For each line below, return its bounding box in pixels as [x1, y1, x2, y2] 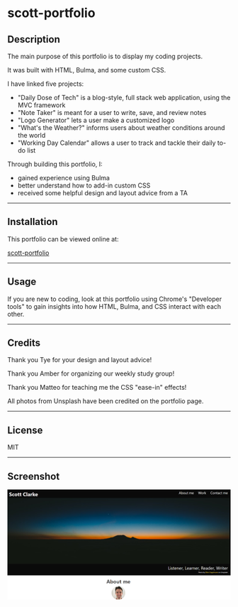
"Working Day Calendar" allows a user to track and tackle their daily [17, 138, 216, 147]
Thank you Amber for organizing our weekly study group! [7, 369, 175, 378]
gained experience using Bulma [17, 174, 110, 182]
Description [7, 33, 60, 45]
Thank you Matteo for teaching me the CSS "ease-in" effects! [7, 383, 187, 392]
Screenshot [7, 470, 60, 482]
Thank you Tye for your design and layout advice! [7, 356, 152, 364]
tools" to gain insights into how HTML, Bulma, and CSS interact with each [7, 302, 222, 310]
